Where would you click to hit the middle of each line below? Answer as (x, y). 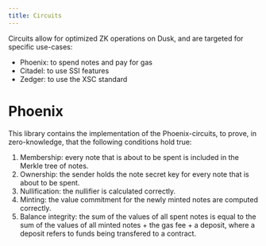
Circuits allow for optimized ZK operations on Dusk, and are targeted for (126, 38)
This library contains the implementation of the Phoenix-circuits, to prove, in (132, 133)
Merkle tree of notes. (54, 166)
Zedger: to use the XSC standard (73, 79)
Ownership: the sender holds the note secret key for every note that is (134, 174)
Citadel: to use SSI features (64, 70)
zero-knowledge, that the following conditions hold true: (100, 142)
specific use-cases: (40, 47)
